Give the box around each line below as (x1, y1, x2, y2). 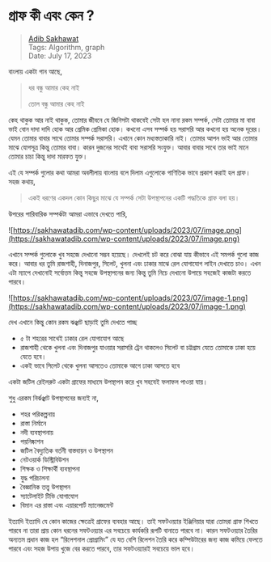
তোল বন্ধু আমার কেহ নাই (28, 99, 85, 108)
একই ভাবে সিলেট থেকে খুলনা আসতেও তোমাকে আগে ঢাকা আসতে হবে (19, 361, 180, 370)
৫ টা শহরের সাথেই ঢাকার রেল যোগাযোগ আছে (19, 333, 125, 343)
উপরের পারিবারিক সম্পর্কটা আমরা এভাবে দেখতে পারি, (8, 209, 128, 218)
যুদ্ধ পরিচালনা (19, 472, 50, 483)
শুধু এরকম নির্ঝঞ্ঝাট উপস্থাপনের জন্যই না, (8, 393, 99, 403)
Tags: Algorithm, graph (28, 42, 105, 52)
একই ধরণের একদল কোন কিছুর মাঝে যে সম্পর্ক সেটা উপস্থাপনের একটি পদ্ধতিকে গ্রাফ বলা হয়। (28, 192, 240, 202)
